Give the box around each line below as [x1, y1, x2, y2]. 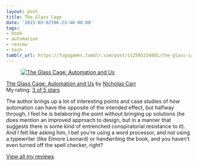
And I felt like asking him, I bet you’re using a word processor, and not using [6, 129, 190, 136]
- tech [6, 47, 22, 53]
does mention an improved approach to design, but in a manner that [6, 116, 171, 124]
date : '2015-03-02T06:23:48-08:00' [6, 19, 94, 25]
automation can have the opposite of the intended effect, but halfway [6, 104, 174, 111]
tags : [6, 25, 19, 31]
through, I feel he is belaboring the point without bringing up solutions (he [6, 110, 185, 117]
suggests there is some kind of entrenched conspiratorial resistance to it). [6, 122, 186, 130]
